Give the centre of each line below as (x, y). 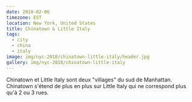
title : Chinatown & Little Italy (48, 29)
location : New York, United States (51, 23)
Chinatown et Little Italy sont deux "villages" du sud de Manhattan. (89, 80)
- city (20, 40)
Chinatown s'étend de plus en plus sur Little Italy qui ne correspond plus (96, 86)
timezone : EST (24, 18)
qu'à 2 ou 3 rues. (27, 92)
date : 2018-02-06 (28, 12)
